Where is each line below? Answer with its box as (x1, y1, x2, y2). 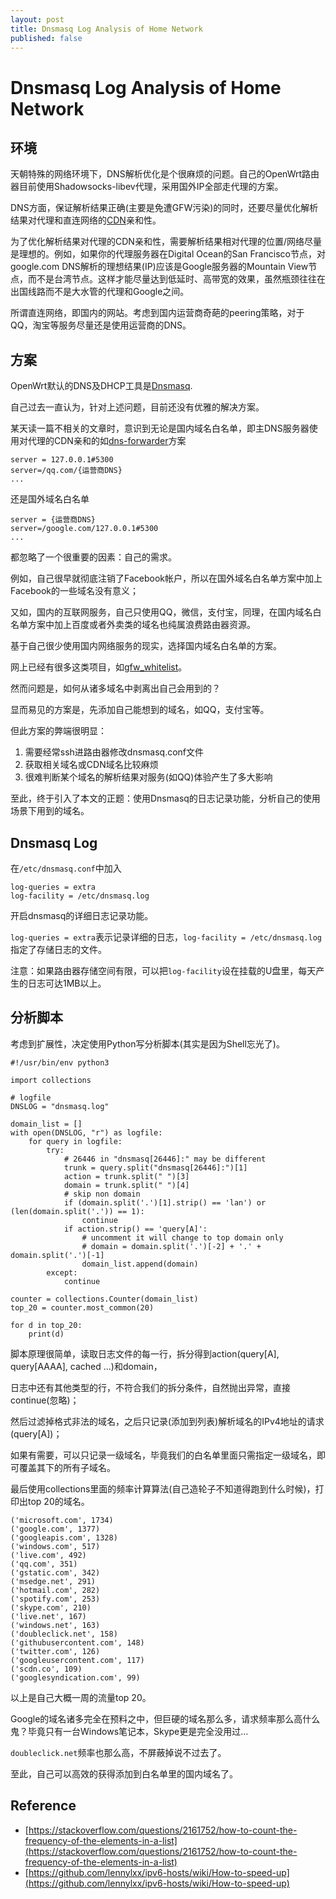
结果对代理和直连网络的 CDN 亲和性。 (10, 214, 162, 226)
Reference (10, 1797, 77, 1815)
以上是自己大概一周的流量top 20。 (10, 1691, 152, 1703)
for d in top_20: (10, 1320, 83, 1330)
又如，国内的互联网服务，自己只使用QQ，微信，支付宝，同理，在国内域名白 (10, 606, 322, 618)
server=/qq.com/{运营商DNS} (10, 466, 123, 476)
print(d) (28, 1329, 65, 1339)
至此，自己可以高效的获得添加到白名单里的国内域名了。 (10, 1767, 238, 1780)
